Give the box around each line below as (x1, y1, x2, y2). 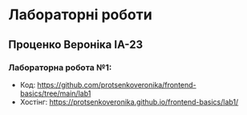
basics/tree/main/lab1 (19, 88, 91, 98)
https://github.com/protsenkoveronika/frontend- (37, 80, 196, 89)
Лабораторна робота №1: (8, 62, 112, 73)
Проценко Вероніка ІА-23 (8, 38, 144, 51)
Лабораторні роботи (8, 6, 152, 24)
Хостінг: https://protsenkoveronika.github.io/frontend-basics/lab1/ (19, 97, 239, 106)
